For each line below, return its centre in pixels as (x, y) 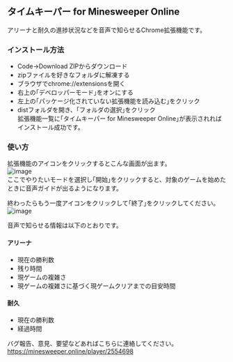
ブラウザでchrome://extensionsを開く (71, 84)
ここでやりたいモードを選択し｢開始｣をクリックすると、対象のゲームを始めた (117, 180)
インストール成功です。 (51, 128)
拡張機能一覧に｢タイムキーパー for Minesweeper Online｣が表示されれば (120, 119)
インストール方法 (36, 50)
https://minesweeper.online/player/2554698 (71, 351)
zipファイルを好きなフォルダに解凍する (73, 75)
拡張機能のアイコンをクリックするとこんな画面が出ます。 (89, 164)
